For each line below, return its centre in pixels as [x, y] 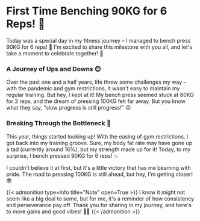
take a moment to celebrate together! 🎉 [55, 53]
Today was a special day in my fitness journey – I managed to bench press [98, 40]
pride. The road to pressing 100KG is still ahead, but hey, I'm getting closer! [99, 174]
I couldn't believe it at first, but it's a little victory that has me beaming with [98, 167]
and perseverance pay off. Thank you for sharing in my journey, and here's [99, 205]
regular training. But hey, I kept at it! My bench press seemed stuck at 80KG [100, 95]
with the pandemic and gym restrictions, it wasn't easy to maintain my [93, 89]
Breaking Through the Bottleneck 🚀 [59, 123]
